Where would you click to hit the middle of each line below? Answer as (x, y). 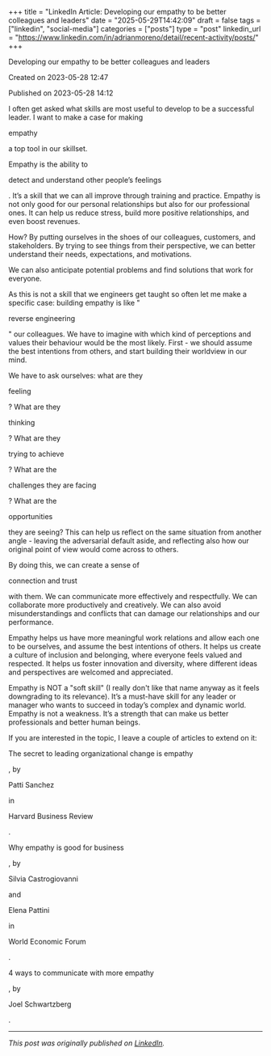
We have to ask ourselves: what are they (76, 376)
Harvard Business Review (51, 816)
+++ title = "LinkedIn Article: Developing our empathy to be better (118, 12)
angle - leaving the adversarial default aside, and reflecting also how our (129, 541)
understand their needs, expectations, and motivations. (100, 254)
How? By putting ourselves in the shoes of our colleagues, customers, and (132, 237)
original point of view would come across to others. (94, 549)
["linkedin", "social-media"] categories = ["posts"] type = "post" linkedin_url (135, 29)
